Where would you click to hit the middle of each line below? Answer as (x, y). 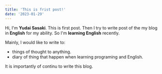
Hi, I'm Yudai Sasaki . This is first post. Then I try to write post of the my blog (81, 28)
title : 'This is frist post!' (36, 9)
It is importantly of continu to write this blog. (49, 66)
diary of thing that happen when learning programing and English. (78, 57)
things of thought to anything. (42, 52)
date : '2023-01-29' (25, 14)
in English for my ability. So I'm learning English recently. (62, 33)
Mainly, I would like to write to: (35, 42)
